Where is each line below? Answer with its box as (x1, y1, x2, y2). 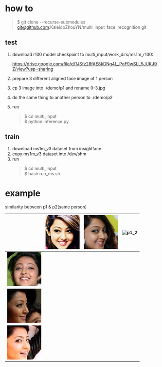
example (5, 187, 41, 199)
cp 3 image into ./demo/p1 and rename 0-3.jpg (12, 85, 106, 91)
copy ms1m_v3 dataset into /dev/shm (12, 151, 87, 157)
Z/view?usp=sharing (12, 66, 54, 72)
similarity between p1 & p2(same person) (5, 204, 87, 210)
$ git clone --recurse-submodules (17, 19, 86, 25)
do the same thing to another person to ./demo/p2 (12, 94, 113, 100)
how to (5, 3, 33, 14)
